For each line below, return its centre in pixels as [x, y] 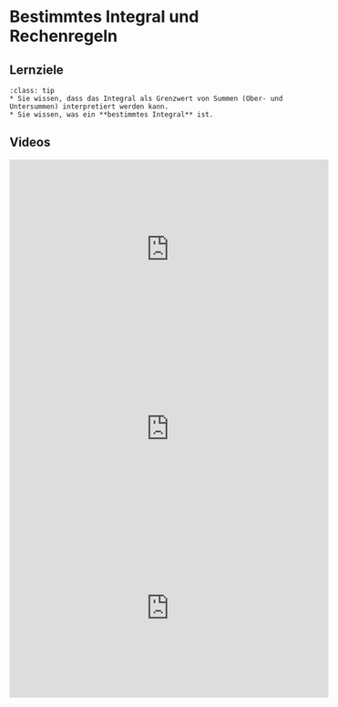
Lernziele [36, 70]
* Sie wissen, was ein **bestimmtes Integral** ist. [112, 115]
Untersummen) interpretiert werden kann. [89, 107]
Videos [30, 143]
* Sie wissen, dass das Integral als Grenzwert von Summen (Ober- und [146, 98]
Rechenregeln [64, 36]
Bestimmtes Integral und [104, 17]
